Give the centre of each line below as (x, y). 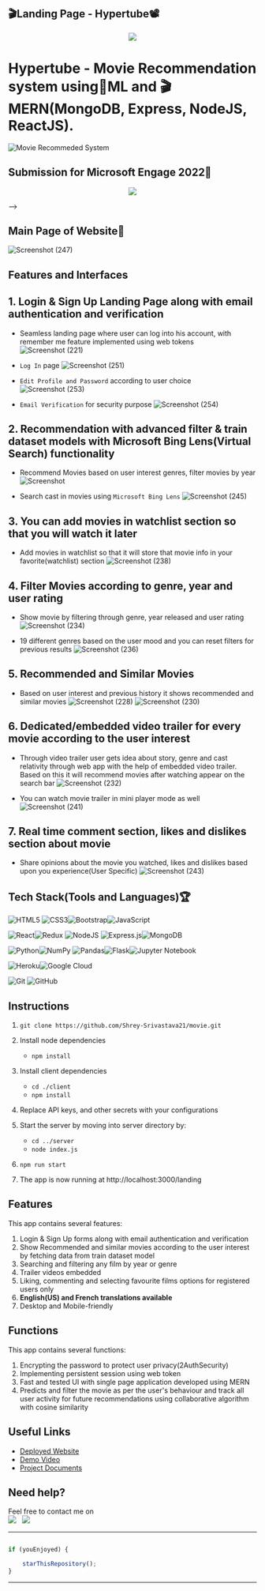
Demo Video (40, 1459)
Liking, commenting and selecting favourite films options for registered (134, 1281)
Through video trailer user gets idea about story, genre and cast (123, 758)
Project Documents (51, 1468)
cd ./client (51, 1087)
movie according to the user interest (99, 739)
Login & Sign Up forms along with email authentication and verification (134, 1239)
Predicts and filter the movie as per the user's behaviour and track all (132, 1390)
